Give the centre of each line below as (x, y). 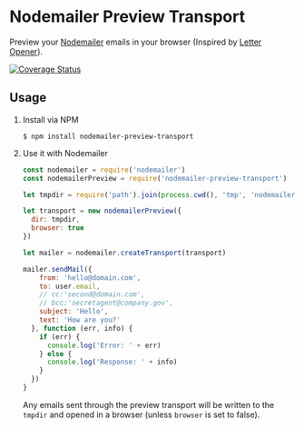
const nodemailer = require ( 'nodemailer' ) (104, 170)
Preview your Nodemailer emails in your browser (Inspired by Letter (136, 42)
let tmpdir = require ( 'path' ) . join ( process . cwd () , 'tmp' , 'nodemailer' (161, 195)
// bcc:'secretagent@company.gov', (107, 303)
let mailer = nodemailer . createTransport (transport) (124, 253)
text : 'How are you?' (80, 320)
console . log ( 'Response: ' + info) (112, 362)
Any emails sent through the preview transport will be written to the (148, 404)
